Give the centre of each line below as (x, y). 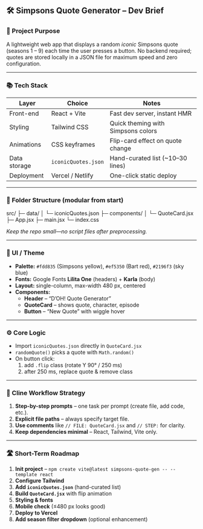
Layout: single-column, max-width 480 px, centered (80, 285)
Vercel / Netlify (72, 175)
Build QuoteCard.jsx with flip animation (63, 494)
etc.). (21, 413)
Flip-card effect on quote (146, 141)
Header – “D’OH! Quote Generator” (68, 298)
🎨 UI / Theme (25, 253)
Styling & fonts (34, 500)
